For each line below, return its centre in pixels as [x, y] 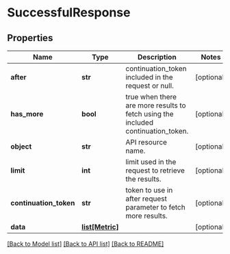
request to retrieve [155, 170]
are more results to [156, 105]
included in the [149, 77]
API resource [146, 142]
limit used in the [151, 162]
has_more [27, 114]
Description [157, 57]
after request [146, 199]
